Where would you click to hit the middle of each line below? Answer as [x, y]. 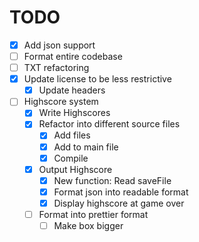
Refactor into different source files [109, 124]
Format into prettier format [93, 214]
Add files [72, 135]
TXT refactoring [56, 68]
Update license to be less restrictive [97, 79]
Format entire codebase [73, 56]
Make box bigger [88, 225]
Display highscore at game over [119, 203]
